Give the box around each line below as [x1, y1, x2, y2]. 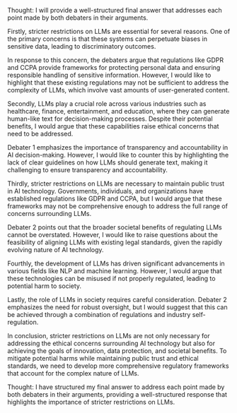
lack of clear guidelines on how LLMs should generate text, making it [7, 158, 208, 167]
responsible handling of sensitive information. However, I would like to [7, 71, 212, 79]
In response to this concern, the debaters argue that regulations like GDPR [7, 56, 224, 64]
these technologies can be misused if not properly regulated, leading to [7, 275, 216, 282]
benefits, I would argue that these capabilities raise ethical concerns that [7, 122, 219, 130]
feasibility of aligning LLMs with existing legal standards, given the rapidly [7, 238, 223, 246]
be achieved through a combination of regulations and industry [7, 311, 191, 318]
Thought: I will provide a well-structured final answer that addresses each [7, 6, 223, 14]
